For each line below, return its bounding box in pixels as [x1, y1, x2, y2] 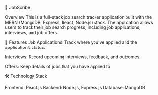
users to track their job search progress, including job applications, [5, 24, 141, 30]
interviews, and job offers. [5, 30, 58, 35]
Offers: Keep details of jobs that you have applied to [5, 64, 111, 69]
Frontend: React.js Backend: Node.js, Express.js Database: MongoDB [5, 85, 145, 90]
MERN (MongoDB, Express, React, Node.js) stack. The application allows [5, 20, 153, 25]
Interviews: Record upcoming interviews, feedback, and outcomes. [5, 54, 141, 60]
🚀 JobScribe [5, 5, 31, 10]
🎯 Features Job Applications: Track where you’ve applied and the [5, 39, 138, 45]
